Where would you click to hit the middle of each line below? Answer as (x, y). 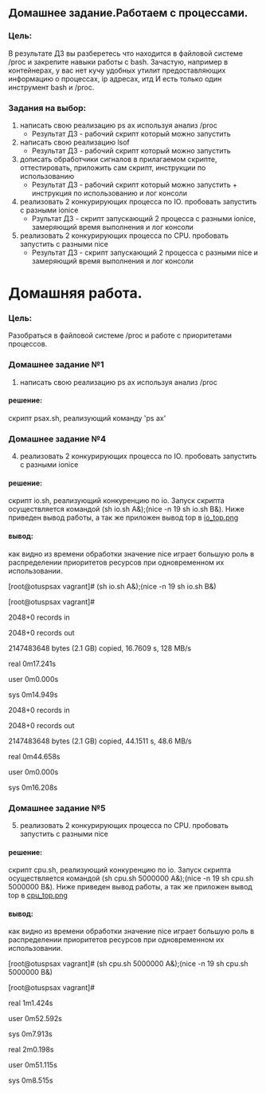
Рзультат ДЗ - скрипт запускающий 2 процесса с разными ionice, (144, 218)
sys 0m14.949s (33, 695)
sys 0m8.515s (31, 1080)
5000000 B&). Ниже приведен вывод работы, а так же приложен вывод (130, 887)
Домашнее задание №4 (57, 438)
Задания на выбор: (47, 108)
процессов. (28, 344)
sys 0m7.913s (31, 1034)
